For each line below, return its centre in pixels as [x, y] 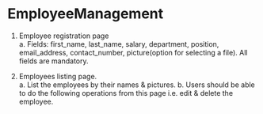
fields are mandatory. [53, 61]
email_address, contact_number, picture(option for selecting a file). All [133, 52]
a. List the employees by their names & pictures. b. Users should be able [137, 85]
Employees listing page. [58, 76]
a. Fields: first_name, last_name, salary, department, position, [119, 44]
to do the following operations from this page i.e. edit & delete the [126, 93]
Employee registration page [64, 36]
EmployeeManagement [86, 14]
